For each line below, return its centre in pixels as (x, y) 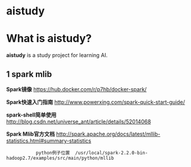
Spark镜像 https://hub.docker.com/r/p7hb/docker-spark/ (77, 89)
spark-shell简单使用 (32, 115)
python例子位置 (53, 153)
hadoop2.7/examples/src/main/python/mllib (60, 158)
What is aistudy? (49, 39)
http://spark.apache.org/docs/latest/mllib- (108, 134)
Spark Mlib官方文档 (31, 134)
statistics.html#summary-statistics (49, 141)
